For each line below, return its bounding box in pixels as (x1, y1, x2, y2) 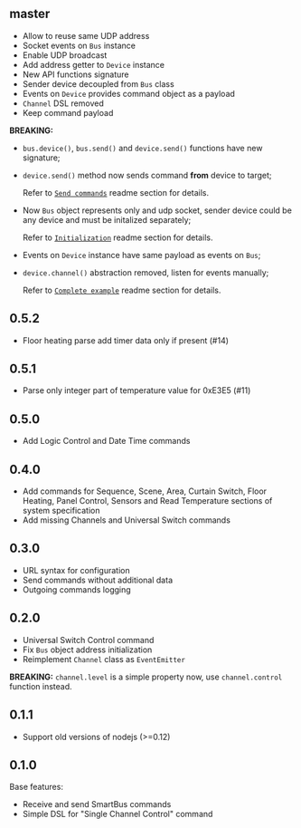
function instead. (9, 680, 72, 691)
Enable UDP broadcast (22, 49, 108, 61)
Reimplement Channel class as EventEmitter (22, 653, 185, 664)
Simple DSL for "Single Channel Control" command (22, 809, 213, 820)
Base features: (9, 782, 63, 793)
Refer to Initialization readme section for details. (22, 232, 213, 243)
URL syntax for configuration (22, 564, 130, 575)
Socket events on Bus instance (22, 40, 136, 51)
